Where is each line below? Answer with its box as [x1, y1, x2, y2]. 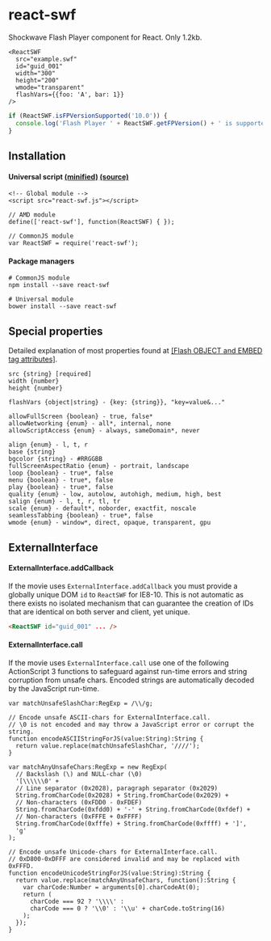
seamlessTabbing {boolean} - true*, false [8, 512, 153, 520]
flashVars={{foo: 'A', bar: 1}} [15, 91, 125, 99]
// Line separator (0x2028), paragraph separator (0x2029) [15, 784, 219, 792]
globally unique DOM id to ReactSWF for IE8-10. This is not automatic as [8, 589, 244, 599]
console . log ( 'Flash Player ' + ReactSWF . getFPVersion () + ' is [15, 119, 232, 127]
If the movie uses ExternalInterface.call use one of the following [8, 657, 229, 668]
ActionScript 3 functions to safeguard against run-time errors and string [8, 666, 248, 676]
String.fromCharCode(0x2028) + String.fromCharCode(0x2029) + [15, 791, 229, 800]
